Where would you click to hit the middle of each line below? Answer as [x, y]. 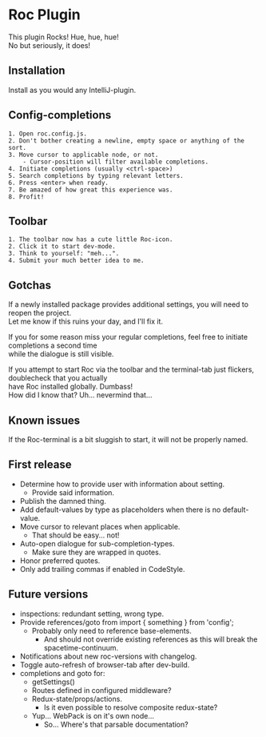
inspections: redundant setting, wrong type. [92, 614]
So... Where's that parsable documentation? [116, 724]
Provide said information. [73, 492]
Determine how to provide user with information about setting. [122, 484]
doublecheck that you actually [58, 378]
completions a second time [53, 345]
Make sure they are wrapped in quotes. [96, 552]
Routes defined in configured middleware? [101, 690]
